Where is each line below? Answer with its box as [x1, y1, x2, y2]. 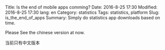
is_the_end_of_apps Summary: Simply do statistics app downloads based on [5, 15, 161, 20]
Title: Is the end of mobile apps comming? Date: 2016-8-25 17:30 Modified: [5, 4, 158, 10]
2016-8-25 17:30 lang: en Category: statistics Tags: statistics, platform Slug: [5, 9, 160, 15]
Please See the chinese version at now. [5, 30, 85, 35]
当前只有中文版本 [5, 40, 40, 46]
